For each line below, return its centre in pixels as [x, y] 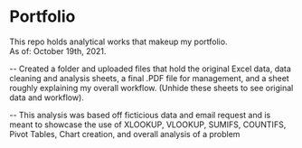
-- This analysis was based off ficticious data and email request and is [140, 115]
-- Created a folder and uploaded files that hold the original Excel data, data [151, 69]
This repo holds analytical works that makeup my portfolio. [118, 42]
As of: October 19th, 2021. [58, 51]
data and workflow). [47, 97]
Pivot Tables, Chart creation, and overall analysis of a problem [125, 134]
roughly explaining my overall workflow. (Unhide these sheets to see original [151, 88]
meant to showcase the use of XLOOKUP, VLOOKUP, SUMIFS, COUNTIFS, [148, 125]
